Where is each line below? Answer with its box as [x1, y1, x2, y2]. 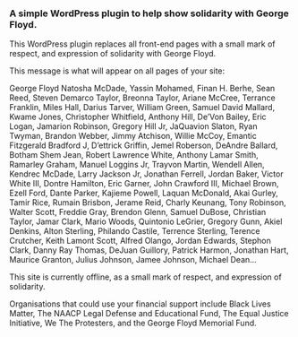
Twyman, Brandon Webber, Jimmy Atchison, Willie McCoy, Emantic [9, 131, 257, 142]
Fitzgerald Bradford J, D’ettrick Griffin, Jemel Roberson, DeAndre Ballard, [9, 140, 278, 151]
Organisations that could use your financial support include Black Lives [9, 298, 271, 309]
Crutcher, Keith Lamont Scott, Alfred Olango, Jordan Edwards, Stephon [9, 236, 271, 246]
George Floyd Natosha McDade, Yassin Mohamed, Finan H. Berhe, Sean [9, 83, 276, 94]
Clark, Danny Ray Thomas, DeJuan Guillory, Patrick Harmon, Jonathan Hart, [9, 245, 289, 255]
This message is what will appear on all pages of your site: [9, 65, 226, 76]
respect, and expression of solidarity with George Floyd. [9, 48, 217, 59]
